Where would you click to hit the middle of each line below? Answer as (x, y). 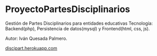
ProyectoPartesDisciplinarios (68, 9)
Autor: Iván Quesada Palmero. (36, 38)
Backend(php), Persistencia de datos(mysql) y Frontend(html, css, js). (77, 28)
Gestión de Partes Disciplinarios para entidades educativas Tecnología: (79, 23)
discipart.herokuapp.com (31, 48)
